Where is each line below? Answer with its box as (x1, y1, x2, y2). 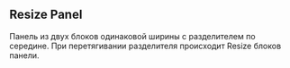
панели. (9, 49, 40, 61)
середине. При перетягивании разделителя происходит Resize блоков (9, 40, 282, 51)
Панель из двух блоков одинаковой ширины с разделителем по (9, 30, 256, 41)
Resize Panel (9, 7, 83, 22)
